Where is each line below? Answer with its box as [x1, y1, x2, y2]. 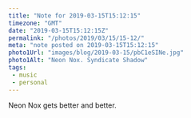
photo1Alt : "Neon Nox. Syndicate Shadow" [8, 57, 149, 65]
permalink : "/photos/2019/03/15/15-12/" [8, 33, 145, 42]
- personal [11, 78, 48, 86]
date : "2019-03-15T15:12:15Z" [8, 26, 109, 34]
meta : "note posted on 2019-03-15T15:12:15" [8, 41, 159, 49]
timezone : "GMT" [8, 19, 62, 27]
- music [11, 71, 38, 79]
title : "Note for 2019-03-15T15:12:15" [8, 11, 141, 20]
